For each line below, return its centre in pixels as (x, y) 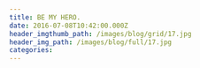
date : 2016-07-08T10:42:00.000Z (69, 26)
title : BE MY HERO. (45, 17)
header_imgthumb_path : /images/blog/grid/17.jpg (100, 34)
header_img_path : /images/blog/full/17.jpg (91, 42)
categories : (31, 50)
